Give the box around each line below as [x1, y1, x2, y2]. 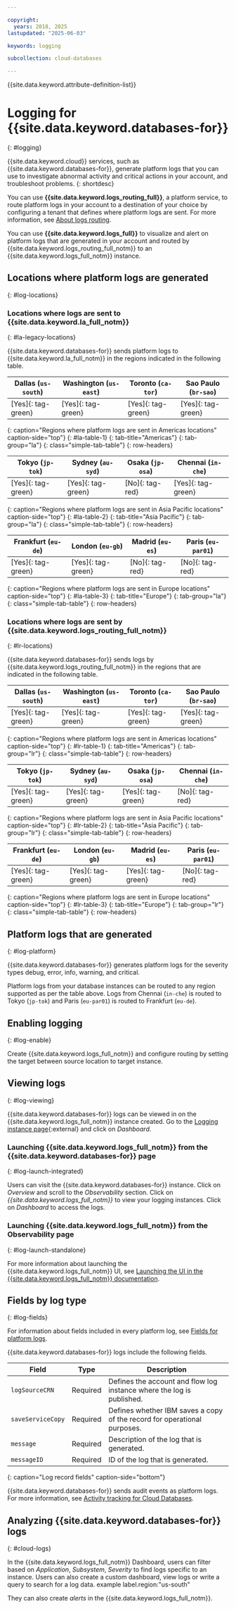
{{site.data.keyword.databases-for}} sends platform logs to [7, 346, 179, 356]
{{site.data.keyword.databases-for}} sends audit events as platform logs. [7, 1486, 218, 1495]
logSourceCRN [11, 1386, 55, 1394]
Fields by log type [7, 1294, 87, 1306]
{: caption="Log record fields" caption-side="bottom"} [7, 1473, 166, 1482]
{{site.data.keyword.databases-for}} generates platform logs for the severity [7, 960, 228, 969]
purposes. [108, 1423, 142, 1433]
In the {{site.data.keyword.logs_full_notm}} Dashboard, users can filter [7, 1558, 211, 1567]
